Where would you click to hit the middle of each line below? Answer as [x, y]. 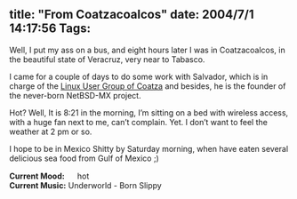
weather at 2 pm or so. [51, 131]
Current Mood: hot [49, 176]
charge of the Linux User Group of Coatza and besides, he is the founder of [148, 86]
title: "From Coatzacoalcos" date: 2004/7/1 [132, 15]
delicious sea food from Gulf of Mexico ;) [84, 158]
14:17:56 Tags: [50, 29]
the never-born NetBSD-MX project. [75, 95]
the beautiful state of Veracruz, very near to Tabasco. [107, 59]
